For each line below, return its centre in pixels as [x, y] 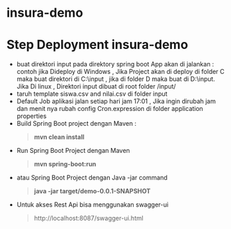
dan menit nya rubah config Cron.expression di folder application [110, 109]
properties [31, 116]
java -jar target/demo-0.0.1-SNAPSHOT [92, 191]
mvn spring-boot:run [65, 164]
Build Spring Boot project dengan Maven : [77, 124]
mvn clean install [59, 137]
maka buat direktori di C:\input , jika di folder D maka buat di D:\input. [116, 79]
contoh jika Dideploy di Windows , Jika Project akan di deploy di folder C [120, 72]
